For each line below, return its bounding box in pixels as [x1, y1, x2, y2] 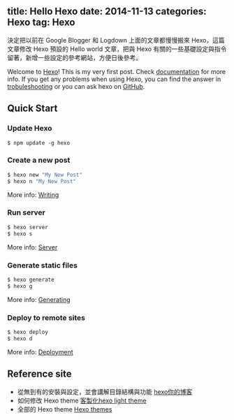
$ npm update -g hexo [7, 139, 71, 146]
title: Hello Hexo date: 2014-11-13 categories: [7, 6, 207, 17]
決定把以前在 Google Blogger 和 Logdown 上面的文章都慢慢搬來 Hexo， [7, 36, 213, 44]
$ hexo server [7, 224, 49, 231]
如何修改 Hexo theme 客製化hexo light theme [17, 396, 147, 405]
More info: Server [7, 242, 58, 251]
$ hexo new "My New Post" [7, 171, 82, 178]
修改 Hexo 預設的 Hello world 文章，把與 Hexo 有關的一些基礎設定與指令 [19, 45, 227, 53]
